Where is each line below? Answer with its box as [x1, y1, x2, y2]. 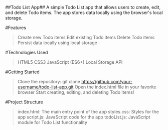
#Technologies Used [5, 50, 48, 55]
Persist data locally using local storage [17, 40, 98, 46]
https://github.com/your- [81, 79, 133, 84]
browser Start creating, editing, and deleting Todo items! [17, 89, 134, 95]
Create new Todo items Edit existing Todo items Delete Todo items [17, 35, 155, 40]
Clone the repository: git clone [17, 79, 80, 84]
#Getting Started [5, 69, 40, 75]
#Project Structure [5, 99, 44, 105]
